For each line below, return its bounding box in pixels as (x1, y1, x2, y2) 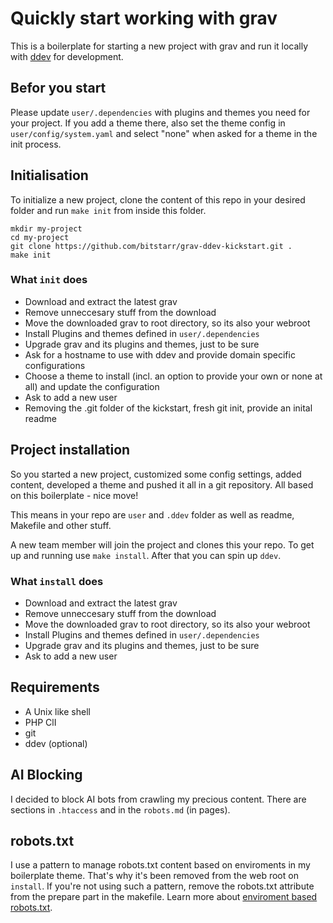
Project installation (10, 442, 131, 459)
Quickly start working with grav (10, 7, 278, 30)
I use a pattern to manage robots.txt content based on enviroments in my (10, 859, 311, 871)
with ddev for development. (10, 50, 124, 62)
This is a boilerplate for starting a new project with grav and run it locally (10, 40, 309, 52)
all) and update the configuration (24, 380, 160, 392)
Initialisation (10, 167, 89, 184)
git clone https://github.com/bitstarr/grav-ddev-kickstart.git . (10, 241, 293, 251)
